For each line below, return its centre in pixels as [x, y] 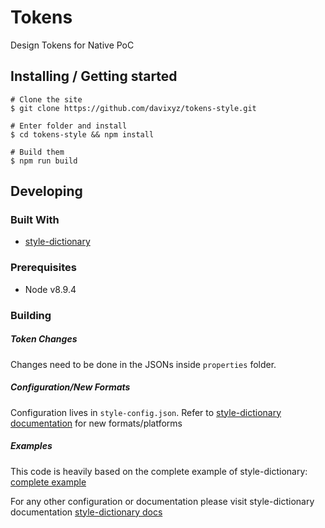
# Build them [37, 152]
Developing [46, 191]
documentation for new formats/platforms [96, 423]
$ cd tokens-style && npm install [82, 134]
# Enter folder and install [69, 126]
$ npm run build [44, 161]
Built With [35, 220]
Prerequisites [43, 268]
